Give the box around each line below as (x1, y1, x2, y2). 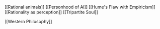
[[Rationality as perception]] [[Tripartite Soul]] (4, 9, 98, 15)
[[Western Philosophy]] (4, 19, 53, 24)
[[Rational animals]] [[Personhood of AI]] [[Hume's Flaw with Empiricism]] (4, 4, 156, 10)
